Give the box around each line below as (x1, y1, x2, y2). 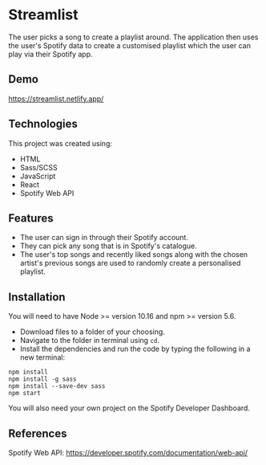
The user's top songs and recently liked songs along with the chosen (19, 250, 248, 259)
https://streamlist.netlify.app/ (8, 94, 104, 104)
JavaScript (19, 171, 56, 181)
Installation (8, 290, 66, 304)
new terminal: (19, 353, 66, 362)
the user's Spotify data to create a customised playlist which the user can (8, 40, 251, 50)
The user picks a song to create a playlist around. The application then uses (8, 32, 259, 42)
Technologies (8, 117, 79, 131)
